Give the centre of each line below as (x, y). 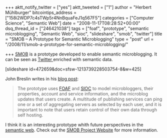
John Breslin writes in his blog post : (42, 79)
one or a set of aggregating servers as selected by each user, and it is (89, 104)
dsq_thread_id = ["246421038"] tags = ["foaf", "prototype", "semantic (77, 28)
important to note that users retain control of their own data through (87, 110)
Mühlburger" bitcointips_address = (41, 12)
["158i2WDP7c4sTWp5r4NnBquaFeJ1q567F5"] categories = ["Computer (79, 18)
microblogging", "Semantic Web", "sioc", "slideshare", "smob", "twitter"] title (84, 34)
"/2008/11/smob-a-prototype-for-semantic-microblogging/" (67, 44)
